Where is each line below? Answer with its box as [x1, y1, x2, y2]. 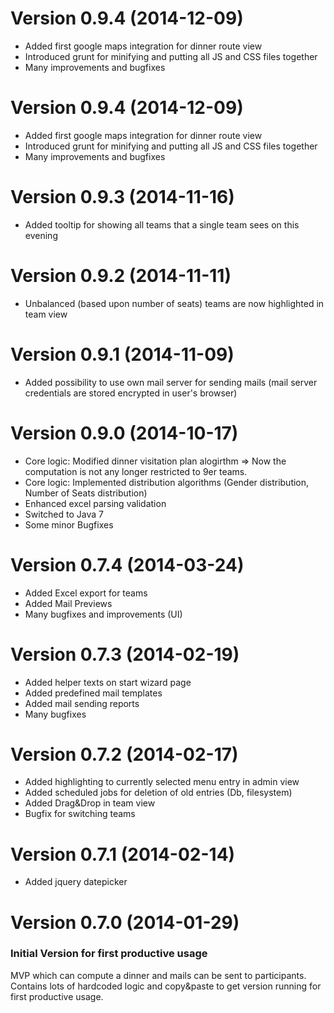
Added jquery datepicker [24, 876, 128, 888]
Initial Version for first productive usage [10, 947, 208, 961]
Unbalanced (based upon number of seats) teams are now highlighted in [24, 297, 325, 309]
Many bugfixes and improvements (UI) [24, 608, 183, 620]
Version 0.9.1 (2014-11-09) [10, 343, 235, 366]
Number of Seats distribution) [24, 487, 148, 499]
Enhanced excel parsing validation [24, 497, 167, 509]
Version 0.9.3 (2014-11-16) [10, 186, 235, 209]
